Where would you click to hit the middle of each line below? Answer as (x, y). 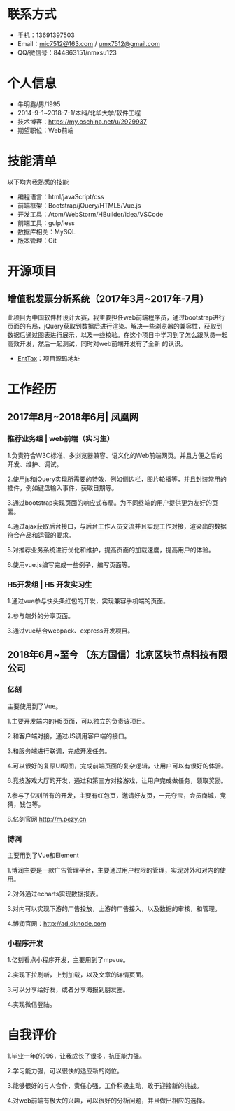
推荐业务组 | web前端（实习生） (60, 439)
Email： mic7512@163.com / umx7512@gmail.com (89, 43)
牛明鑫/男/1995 (39, 104)
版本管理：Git (37, 240)
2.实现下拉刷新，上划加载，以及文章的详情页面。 (78, 975)
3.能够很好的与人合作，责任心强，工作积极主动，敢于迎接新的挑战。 (105, 1086)
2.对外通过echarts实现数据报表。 (55, 894)
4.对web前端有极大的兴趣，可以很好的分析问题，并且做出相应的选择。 (108, 1101)
